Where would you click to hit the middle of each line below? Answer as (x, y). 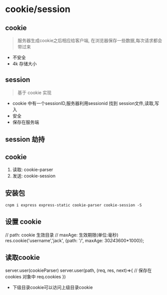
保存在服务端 (25, 122)
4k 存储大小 (24, 64)
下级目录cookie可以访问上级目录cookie (52, 287)
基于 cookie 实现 (34, 92)
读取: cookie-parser (33, 170)
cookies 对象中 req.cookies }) (35, 277)
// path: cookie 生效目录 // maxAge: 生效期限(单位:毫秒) (62, 235)
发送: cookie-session (34, 176)
